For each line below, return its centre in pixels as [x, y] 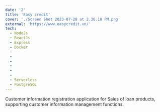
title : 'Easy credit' [28, 15]
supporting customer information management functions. [65, 104]
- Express [20, 43]
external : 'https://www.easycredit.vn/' [48, 24]
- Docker [19, 47]
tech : [11, 29]
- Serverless [23, 80]
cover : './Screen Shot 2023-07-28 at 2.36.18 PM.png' [63, 19]
